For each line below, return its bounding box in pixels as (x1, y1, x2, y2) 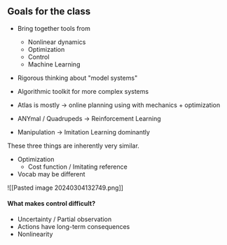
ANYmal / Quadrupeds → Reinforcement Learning (17, 114, 161, 122)
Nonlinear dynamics (27, 38, 86, 46)
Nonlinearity (17, 230, 53, 239)
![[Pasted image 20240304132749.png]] (7, 183, 124, 192)
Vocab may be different (17, 169, 85, 178)
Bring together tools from (17, 24, 91, 32)
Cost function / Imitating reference (27, 162, 128, 171)
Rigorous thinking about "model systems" (17, 73, 138, 82)
